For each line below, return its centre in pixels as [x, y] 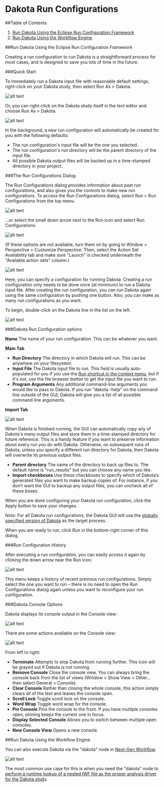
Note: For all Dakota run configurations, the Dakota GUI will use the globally [82, 515]
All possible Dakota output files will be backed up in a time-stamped [81, 161]
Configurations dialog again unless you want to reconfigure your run [74, 589]
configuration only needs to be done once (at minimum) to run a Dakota [78, 284]
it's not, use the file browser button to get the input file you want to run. [84, 379]
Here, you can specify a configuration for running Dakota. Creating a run [79, 279]
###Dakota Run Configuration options [44, 329]
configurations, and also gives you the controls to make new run [70, 190]
